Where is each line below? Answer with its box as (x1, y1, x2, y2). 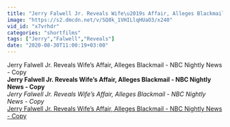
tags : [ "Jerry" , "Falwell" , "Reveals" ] (7, 36, 115, 43)
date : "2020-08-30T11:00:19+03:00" (7, 42, 109, 49)
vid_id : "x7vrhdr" (7, 23, 60, 30)
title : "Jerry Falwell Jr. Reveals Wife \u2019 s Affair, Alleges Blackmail (7, 10, 225, 17)
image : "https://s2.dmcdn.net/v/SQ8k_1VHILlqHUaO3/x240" (7, 16, 173, 23)
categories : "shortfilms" (7, 29, 81, 36)
